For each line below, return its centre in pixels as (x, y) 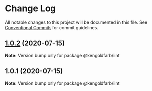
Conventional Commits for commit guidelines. (51, 27)
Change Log (30, 9)
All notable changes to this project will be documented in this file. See (76, 22)
